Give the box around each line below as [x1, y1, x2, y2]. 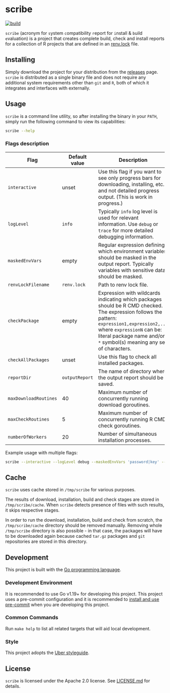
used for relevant [98, 214, 139, 221]
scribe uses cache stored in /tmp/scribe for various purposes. [5, 487, 136, 493]
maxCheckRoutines [8, 416, 50, 422]
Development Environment [5, 579, 72, 586]
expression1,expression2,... [98, 321, 168, 327]
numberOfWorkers [8, 434, 47, 440]
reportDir [8, 375, 31, 380]
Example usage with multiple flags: [5, 449, 78, 455]
